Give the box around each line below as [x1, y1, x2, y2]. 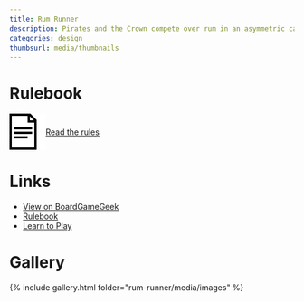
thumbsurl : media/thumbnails [9, 43, 119, 52]
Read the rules [45, 127, 100, 137]
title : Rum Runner [9, 14, 79, 24]
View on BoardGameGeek [22, 202, 119, 212]
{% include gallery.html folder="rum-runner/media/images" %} [9, 282, 244, 293]
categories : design [9, 33, 83, 42]
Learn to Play [22, 221, 72, 231]
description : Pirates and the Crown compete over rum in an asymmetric [9, 24, 285, 33]
